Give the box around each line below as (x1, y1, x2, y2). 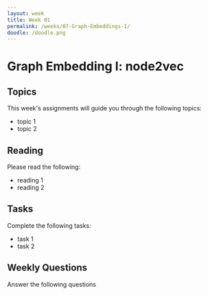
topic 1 (16, 117, 36, 126)
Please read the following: (7, 163, 81, 172)
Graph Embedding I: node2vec (7, 59, 184, 74)
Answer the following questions (7, 280, 97, 288)
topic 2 (16, 125, 38, 133)
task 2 (16, 241, 35, 250)
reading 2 (16, 183, 45, 192)
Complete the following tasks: (7, 221, 91, 230)
